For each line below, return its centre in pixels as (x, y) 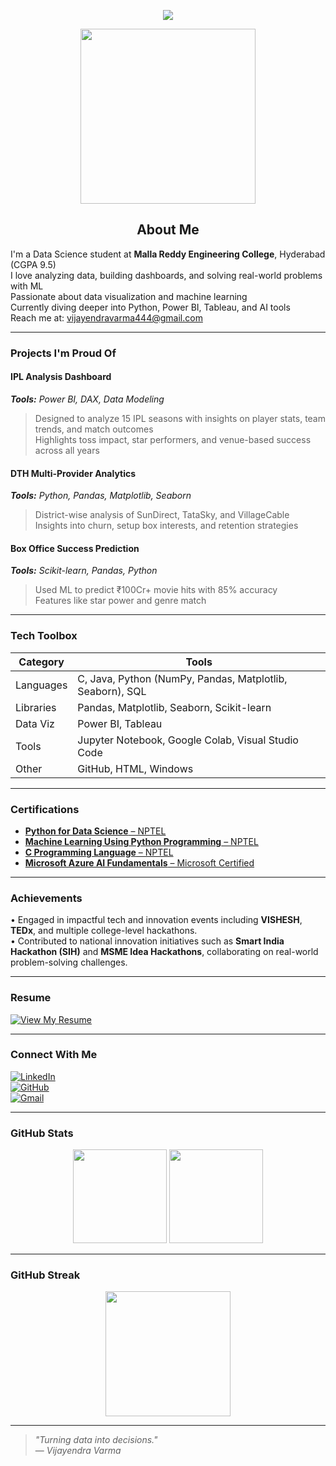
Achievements (46, 898)
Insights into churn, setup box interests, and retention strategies (166, 526)
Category (41, 662)
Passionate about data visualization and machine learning (129, 296)
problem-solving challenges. (69, 962)
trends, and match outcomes (94, 429)
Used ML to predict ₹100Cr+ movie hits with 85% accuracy (156, 590)
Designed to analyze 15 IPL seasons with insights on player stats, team (180, 418)
